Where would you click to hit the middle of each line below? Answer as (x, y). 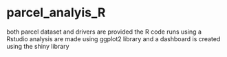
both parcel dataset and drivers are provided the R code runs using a (104, 32)
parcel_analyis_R (56, 13)
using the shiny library (38, 46)
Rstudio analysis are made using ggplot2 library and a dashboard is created (113, 38)
